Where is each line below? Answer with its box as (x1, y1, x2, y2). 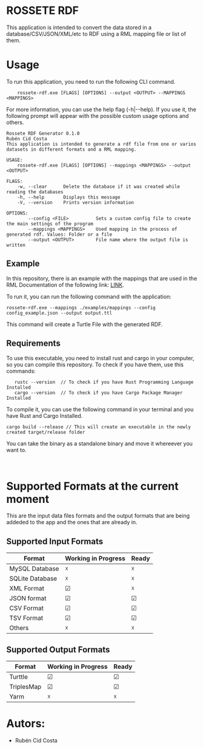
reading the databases (6, 189, 64, 195)
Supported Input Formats (6, 536, 104, 547)
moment (6, 492, 50, 506)
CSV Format (9, 604, 44, 612)
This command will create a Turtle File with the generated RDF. (6, 320, 163, 328)
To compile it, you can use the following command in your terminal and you (6, 405, 194, 413)
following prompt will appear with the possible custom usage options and (6, 112, 189, 119)
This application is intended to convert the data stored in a (6, 24, 152, 31)
